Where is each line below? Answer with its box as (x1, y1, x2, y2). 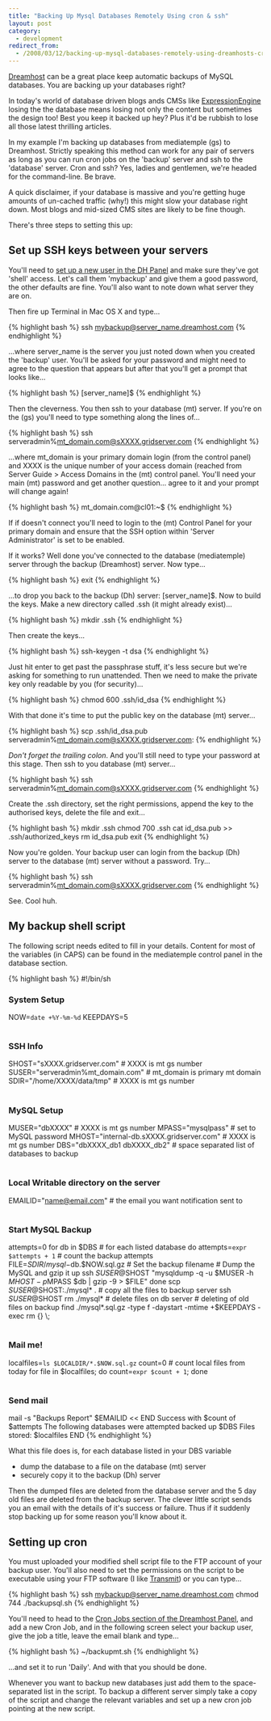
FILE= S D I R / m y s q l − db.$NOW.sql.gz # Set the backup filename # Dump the (8, 1259, 256, 1270)
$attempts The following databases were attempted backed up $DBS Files (8, 1422, 256, 1431)
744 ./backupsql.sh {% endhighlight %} (8, 1598, 140, 1608)
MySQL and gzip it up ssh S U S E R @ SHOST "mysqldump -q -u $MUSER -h (8, 1268, 254, 1278)
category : (8, 27, 42, 35)
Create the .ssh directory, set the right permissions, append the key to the (8, 798, 254, 809)
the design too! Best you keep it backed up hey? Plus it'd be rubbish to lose (8, 113, 259, 122)
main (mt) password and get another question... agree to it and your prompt (8, 478, 260, 488)
